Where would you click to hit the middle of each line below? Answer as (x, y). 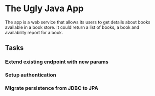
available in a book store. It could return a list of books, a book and (72, 27)
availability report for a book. (34, 32)
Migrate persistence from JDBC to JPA (52, 88)
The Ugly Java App (44, 9)
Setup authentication (31, 75)
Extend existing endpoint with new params (57, 62)
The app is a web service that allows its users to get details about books (78, 22)
